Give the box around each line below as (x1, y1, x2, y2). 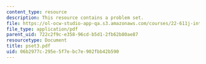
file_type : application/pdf (6, 26, 78, 32)
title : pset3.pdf (6, 43, 51, 49)
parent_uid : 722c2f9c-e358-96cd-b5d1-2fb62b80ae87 (6, 32, 139, 38)
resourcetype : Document (6, 37, 67, 43)
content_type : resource (6, 9, 67, 15)
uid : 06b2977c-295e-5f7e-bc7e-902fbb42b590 (6, 49, 120, 55)
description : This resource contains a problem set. (6, 15, 144, 21)
